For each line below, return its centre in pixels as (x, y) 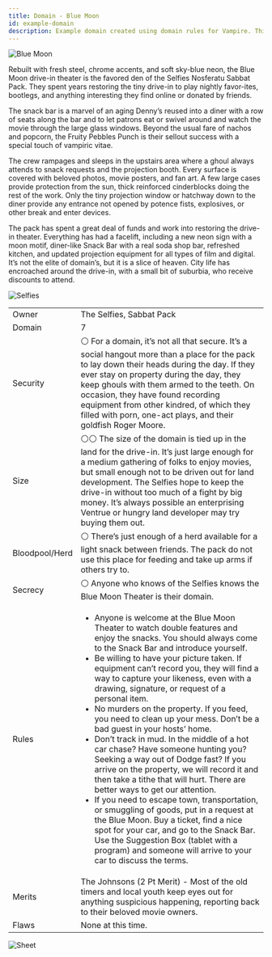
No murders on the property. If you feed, (171, 709)
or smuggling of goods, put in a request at (174, 810)
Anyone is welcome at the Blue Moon (165, 618)
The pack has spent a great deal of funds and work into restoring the (123, 228)
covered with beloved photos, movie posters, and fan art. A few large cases (134, 178)
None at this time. (114, 925)
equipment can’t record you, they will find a (176, 668)
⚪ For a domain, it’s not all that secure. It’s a (164, 341)
